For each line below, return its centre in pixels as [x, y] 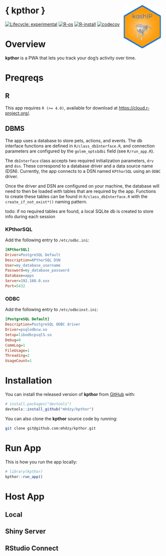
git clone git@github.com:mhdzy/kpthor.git [51, 428]
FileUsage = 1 [17, 351]
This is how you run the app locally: [41, 462]
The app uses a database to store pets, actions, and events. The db [74, 140]
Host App [25, 496]
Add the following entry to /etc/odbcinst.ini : [52, 310]
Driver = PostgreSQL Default [33, 255]
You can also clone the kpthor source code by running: [61, 418]
